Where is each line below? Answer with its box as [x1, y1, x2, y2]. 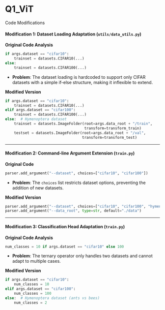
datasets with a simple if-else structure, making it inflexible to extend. [12, 79, 153, 85]
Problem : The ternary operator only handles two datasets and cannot [12, 253, 153, 259]
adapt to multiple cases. [12, 258, 61, 264]
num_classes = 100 [14, 291, 52, 296]
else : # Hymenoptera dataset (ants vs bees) [5, 295, 100, 301]
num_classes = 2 [14, 300, 48, 305]
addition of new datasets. [12, 185, 64, 190]
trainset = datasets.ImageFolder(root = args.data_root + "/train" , [14, 122, 153, 126]
